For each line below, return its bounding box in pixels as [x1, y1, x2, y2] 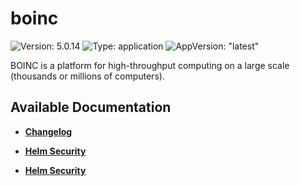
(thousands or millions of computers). [10, 70, 165, 82]
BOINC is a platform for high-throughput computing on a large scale [10, 59, 290, 71]
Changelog [24, 125, 73, 137]
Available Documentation [10, 99, 172, 116]
